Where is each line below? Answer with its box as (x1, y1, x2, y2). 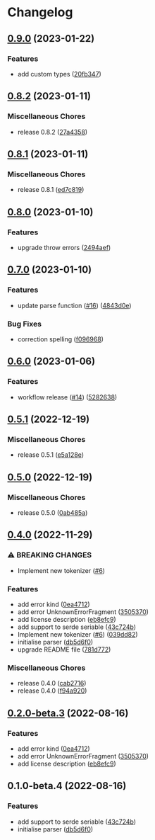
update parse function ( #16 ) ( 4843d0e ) (17, 301, 132, 310)
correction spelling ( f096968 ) (17, 334, 104, 344)
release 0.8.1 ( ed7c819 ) (17, 186, 85, 194)
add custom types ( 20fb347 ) (17, 69, 102, 78)
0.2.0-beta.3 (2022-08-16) (7, 707, 129, 719)
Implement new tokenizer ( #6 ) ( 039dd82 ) (17, 630, 139, 638)
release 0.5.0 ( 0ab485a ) (17, 508, 88, 517)
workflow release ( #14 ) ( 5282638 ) (17, 392, 118, 401)
